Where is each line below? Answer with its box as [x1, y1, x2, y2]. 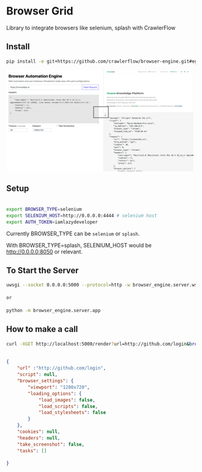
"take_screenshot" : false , [17, 441, 85, 447]
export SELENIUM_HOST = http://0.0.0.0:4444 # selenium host [6, 213, 158, 219]
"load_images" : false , [38, 397, 96, 403]
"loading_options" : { [28, 390, 82, 397]
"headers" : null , [17, 435, 61, 441]
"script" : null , [17, 371, 58, 377]
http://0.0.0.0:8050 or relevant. [6, 248, 83, 255]
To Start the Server [6, 265, 79, 276]
